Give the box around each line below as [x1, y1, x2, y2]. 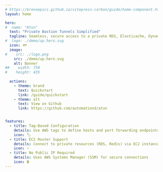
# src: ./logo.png [5, 52, 49, 57]
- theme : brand [14, 83, 45, 88]
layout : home [5, 12, 32, 16]
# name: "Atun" [5, 25, 38, 30]
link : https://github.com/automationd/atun [17, 106, 108, 111]
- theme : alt [14, 97, 40, 102]
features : [5, 119, 25, 124]
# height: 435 [5, 70, 40, 75]
